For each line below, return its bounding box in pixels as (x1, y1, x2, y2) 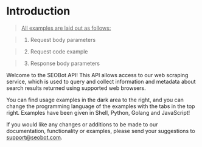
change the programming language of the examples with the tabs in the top (6, 102, 195, 110)
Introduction (6, 4, 71, 18)
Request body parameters (30, 36, 96, 43)
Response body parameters (30, 60, 100, 67)
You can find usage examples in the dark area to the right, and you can (6, 96, 184, 103)
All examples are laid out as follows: (21, 24, 111, 32)
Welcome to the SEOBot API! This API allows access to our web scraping (6, 71, 189, 78)
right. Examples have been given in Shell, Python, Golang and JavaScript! (6, 109, 190, 116)
